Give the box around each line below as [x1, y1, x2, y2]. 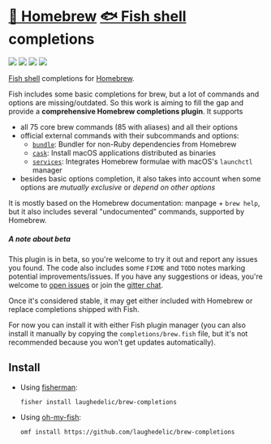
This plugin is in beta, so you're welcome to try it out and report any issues [8, 254, 258, 264]
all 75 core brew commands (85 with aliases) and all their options [19, 122, 238, 131]
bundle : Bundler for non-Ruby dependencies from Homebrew [32, 139, 237, 149]
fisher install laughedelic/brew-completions [19, 398, 177, 406]
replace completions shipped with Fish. [8, 304, 140, 314]
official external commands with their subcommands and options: [19, 130, 239, 140]
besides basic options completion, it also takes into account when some [19, 173, 261, 183]
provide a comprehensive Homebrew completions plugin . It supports [8, 106, 243, 116]
